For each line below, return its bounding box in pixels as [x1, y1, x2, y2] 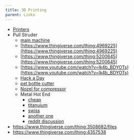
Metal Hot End [20, 91, 50, 97]
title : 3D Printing [5, 7, 47, 13]
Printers [12, 26, 30, 32]
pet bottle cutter [20, 80, 55, 87]
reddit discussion [28, 118, 65, 124]
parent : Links [5, 12, 36, 17]
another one [28, 113, 53, 119]
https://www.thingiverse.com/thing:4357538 [12, 129, 106, 135]
